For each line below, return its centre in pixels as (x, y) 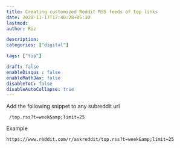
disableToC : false (29, 84)
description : (23, 40)
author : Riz (21, 29)
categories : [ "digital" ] (37, 45)
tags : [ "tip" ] (24, 56)
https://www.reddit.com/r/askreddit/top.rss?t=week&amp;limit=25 (90, 140)
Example (17, 128)
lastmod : (17, 23)
